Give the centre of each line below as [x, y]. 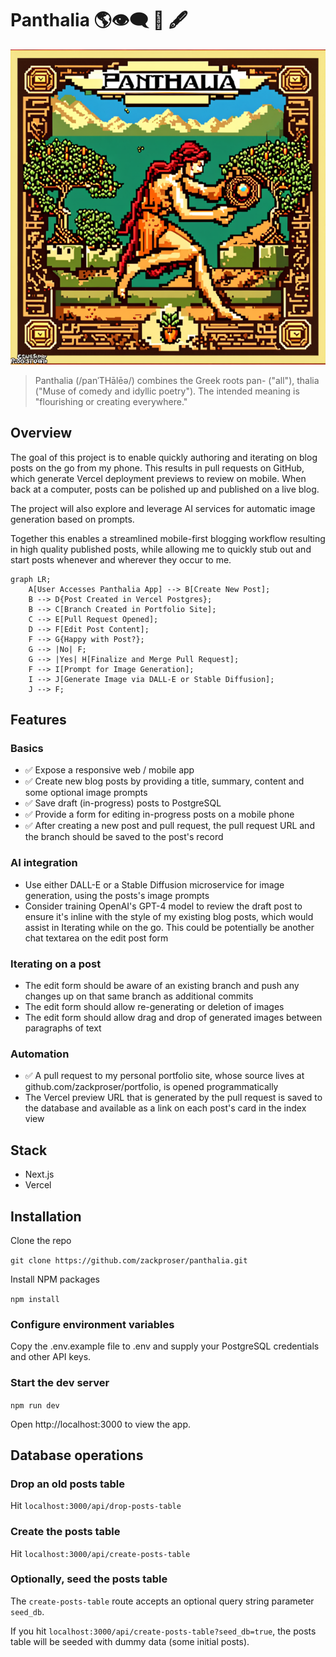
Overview [41, 433]
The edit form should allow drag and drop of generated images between [173, 1018]
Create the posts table [65, 1532]
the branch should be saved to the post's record [124, 837]
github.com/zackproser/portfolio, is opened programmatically [151, 1087]
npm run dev [35, 1405]
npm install [35, 1299]
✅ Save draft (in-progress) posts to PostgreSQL [123, 803]
